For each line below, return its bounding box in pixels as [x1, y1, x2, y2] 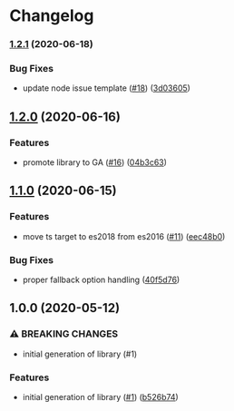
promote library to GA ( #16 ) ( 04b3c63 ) [22, 157, 168, 168]
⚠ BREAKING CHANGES [9, 328, 119, 340]
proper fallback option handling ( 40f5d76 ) [22, 274, 180, 286]
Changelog [9, 5, 94, 26]
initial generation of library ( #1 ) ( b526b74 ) [22, 392, 179, 403]
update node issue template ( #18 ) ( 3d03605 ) [22, 83, 190, 93]
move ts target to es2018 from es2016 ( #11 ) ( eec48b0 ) [22, 230, 226, 241]
